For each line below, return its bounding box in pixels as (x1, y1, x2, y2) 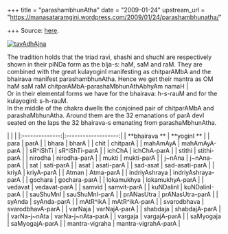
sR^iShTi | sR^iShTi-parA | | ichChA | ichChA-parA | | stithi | (30, 147, 196, 154)
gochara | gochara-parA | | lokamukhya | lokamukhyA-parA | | (30, 176, 204, 184)
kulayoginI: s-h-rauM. (7, 97, 69, 105)
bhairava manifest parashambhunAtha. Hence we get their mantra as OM (7, 75, 214, 83)
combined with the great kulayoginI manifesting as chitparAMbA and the (7, 68, 212, 75)
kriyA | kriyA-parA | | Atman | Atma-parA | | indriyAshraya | (7, 168, 172, 176)
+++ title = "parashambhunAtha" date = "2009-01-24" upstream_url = (7, 6, 205, 14)
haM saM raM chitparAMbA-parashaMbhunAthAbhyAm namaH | (7, 82, 189, 90)
